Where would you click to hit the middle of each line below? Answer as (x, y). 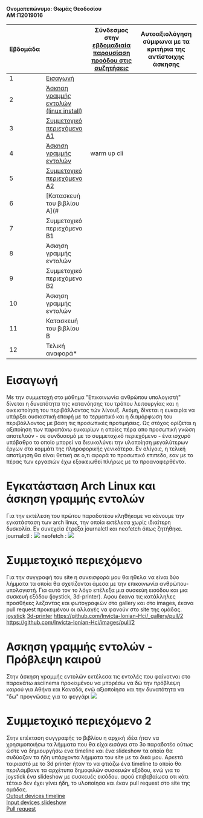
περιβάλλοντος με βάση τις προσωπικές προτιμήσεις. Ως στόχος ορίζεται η (101, 423)
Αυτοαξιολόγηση (166, 34)
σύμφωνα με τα (166, 42)
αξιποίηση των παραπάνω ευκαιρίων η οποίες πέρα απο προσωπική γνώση (101, 429)
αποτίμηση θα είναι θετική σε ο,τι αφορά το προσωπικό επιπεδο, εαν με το (100, 455)
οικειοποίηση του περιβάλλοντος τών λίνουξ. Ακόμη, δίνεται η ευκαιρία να (101, 410)
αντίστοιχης (166, 57)
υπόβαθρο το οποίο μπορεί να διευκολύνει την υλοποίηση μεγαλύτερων (97, 442)
